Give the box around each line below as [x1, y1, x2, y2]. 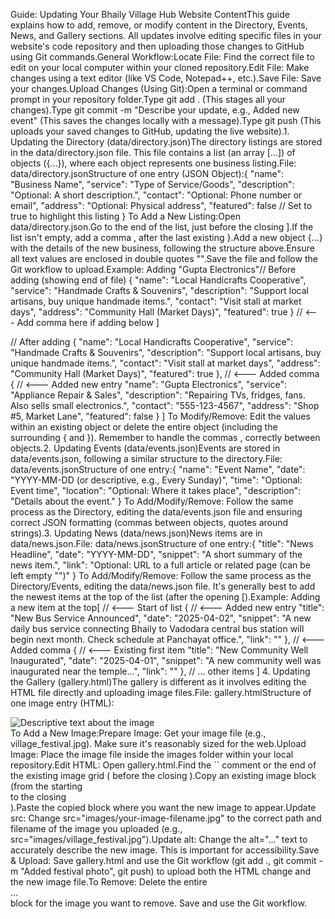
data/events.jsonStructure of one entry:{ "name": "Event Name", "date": [10, 464, 306, 475]
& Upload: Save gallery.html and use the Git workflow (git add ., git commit [10, 855, 317, 866]
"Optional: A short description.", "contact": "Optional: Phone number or [10, 189, 303, 201]
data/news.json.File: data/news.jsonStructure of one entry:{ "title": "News [10, 538, 314, 549]
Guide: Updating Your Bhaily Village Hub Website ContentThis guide [10, 9, 290, 20]
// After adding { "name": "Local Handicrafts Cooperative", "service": [10, 336, 294, 348]
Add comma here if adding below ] [16, 317, 160, 328]
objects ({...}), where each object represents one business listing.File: [10, 157, 297, 169]
